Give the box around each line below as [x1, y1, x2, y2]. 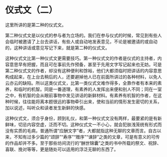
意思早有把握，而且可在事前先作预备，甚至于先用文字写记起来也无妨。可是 [9, 61, 162, 67]
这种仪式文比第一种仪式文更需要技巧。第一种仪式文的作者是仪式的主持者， [5, 55, 158, 61]
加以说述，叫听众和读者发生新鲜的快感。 [5, 105, 88, 110]
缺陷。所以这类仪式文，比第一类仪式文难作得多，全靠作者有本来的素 [22, 80, 162, 86]
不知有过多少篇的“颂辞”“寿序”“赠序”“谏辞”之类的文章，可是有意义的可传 [13, 134, 160, 140]
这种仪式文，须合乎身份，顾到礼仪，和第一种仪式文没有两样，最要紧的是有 [5, 115, 158, 121]
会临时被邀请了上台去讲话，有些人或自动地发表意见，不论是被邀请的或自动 [5, 38, 158, 45]
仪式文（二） [5, 4, 58, 16]
